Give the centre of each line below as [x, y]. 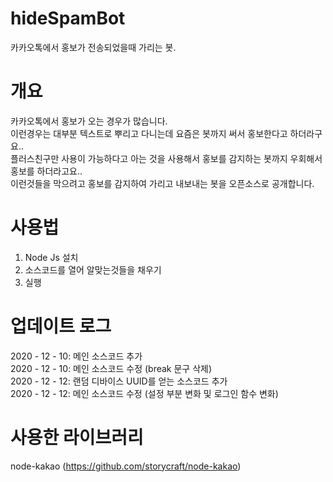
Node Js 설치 [51, 257]
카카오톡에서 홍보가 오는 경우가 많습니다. [89, 121]
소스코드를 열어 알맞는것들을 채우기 [93, 269]
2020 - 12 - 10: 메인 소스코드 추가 [76, 356]
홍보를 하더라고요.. [46, 171]
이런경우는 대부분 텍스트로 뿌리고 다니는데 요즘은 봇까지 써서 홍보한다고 [149, 133]
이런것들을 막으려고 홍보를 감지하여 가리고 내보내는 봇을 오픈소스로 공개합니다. [162, 183]
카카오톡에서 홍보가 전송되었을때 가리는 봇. [93, 47]
